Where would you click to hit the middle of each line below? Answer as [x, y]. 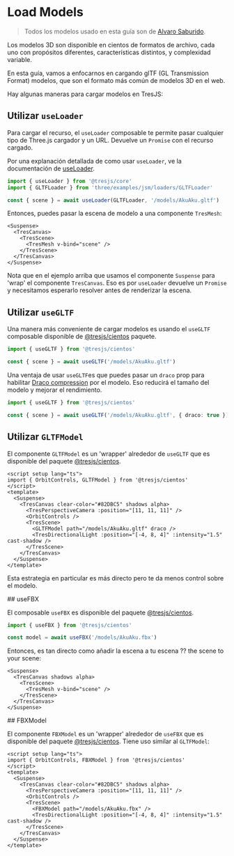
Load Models [45, 12]
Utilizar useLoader [45, 116]
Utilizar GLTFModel [45, 437]
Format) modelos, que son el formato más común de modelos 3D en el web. [116, 80]
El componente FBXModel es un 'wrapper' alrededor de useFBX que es [106, 734]
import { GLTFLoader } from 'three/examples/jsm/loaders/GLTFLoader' [110, 188]
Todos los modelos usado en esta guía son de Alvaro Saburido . [115, 31]
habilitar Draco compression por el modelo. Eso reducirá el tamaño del [108, 382]
